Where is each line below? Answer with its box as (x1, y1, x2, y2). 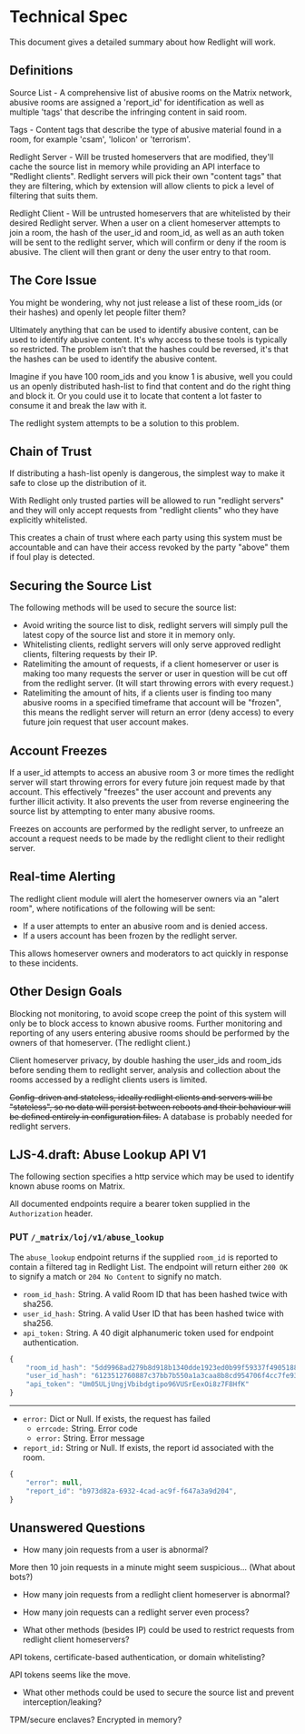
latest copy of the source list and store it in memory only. (22, 630, 236, 641)
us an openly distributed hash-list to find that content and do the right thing (9, 380, 291, 391)
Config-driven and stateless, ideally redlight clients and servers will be (9, 1091, 273, 1102)
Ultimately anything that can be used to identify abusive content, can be (9, 324, 279, 335)
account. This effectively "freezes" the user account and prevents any (9, 786, 272, 797)
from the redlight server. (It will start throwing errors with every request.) (22, 678, 294, 689)
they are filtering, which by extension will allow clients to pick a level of (9, 180, 275, 191)
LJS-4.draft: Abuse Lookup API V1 (9, 1147, 207, 1162)
